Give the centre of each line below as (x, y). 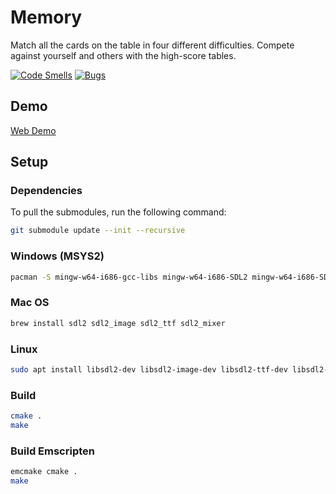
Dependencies (46, 191)
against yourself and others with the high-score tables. (123, 55)
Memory (46, 17)
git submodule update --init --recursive (98, 231)
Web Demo (33, 130)
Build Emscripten (52, 451)
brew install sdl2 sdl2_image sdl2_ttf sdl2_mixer (118, 323)
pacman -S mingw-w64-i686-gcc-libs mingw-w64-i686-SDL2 (129, 277)
